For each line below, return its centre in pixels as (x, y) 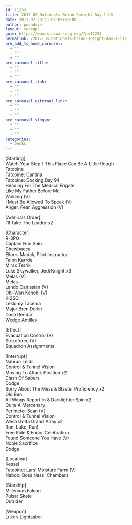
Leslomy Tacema (23, 304)
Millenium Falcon (23, 491)
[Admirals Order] (23, 217)
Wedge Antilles (21, 320)
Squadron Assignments (30, 346)
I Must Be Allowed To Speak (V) (39, 202)
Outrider (14, 501)
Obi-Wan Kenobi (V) (26, 293)
